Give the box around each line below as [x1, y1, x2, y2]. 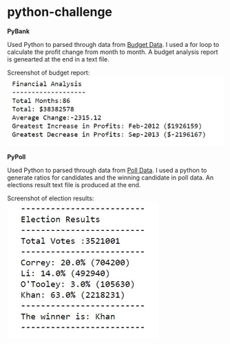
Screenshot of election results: [7, 194, 94, 202]
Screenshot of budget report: [7, 68, 90, 77]
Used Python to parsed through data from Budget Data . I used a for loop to [7, 40, 220, 48]
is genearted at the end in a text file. [7, 55, 110, 63]
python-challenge [7, 4, 112, 20]
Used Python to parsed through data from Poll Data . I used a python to [7, 166, 207, 174]
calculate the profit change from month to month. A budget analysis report [7, 48, 218, 56]
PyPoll [7, 153, 26, 161]
